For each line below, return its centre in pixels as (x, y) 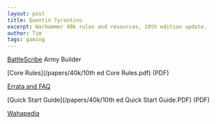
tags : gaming (26, 40)
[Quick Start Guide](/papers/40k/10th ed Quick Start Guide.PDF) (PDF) (109, 100)
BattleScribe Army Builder (44, 59)
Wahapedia (23, 114)
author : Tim (24, 33)
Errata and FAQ (29, 86)
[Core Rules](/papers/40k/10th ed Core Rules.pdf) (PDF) (88, 73)
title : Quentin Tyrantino (45, 20)
